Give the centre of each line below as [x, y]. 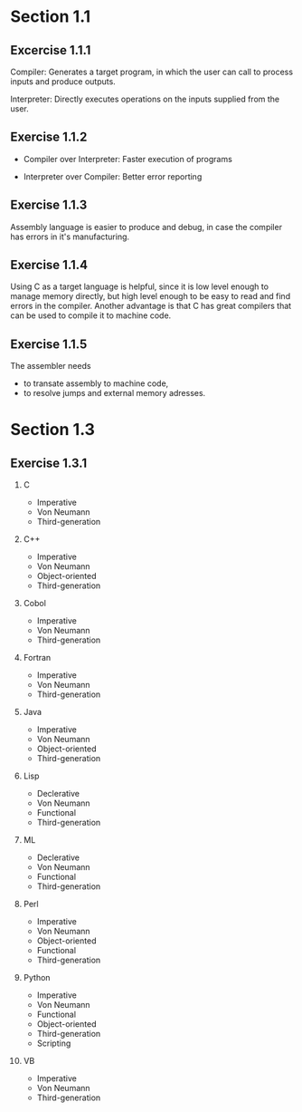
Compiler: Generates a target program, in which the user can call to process [151, 72]
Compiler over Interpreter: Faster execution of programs [128, 159]
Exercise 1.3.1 [49, 463]
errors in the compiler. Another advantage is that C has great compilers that [151, 306]
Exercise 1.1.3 [49, 205]
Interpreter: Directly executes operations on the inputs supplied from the [145, 99]
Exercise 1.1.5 [49, 344]
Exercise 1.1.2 [49, 137]
